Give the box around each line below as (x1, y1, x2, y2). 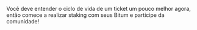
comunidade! (6, 18, 40, 25)
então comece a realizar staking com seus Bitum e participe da (6, 11, 165, 19)
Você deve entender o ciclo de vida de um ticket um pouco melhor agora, (6, 5, 191, 12)
